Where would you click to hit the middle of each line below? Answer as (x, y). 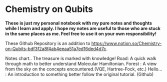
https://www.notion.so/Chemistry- (126, 43)
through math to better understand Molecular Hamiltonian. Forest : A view (81, 63)
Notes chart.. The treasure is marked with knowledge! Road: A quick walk (81, 58)
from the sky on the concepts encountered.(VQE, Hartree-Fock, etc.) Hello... (84, 69)
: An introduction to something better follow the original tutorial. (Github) (79, 74)
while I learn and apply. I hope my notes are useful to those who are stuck (83, 28)
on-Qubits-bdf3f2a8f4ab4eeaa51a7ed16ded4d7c (56, 48)
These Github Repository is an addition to (48, 43)
